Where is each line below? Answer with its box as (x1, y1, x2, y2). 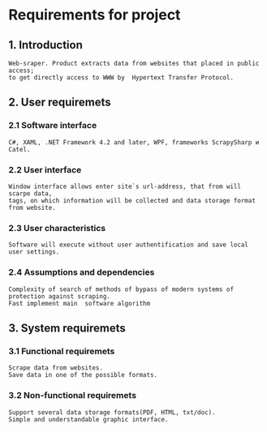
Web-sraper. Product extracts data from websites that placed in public (8, 59, 260, 67)
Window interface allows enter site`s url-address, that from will (8, 182, 242, 190)
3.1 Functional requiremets (8, 345, 115, 357)
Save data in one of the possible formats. (8, 371, 158, 379)
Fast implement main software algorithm (8, 299, 151, 307)
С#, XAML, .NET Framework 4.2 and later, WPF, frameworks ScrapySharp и (8, 138, 260, 147)
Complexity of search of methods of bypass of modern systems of (8, 285, 234, 293)
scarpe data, (8, 189, 53, 198)
